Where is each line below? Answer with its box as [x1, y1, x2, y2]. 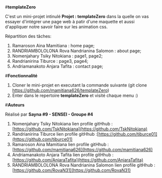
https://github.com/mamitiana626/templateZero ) [12, 88, 109, 93]
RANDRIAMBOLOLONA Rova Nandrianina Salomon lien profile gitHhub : [12, 162, 156, 168]
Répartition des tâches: [5, 34, 52, 39]
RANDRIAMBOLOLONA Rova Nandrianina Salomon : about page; [12, 48, 142, 53]
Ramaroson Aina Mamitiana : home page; [12, 43, 95, 48]
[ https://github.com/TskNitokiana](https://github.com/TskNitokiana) [12, 126, 147, 132]
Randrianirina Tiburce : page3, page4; [12, 58, 89, 64]
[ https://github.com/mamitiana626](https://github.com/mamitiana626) [12, 147, 153, 152]
